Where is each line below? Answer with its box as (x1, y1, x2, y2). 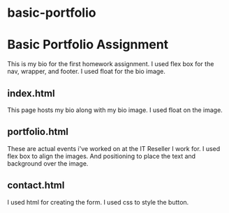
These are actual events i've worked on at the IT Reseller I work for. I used (7, 144, 221, 152)
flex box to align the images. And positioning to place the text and (7, 152, 196, 160)
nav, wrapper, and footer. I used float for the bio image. (7, 68, 166, 76)
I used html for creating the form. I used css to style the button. (7, 198, 189, 206)
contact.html (7, 180, 65, 191)
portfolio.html (7, 126, 68, 138)
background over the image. (7, 159, 89, 168)
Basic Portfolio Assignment (7, 37, 169, 53)
